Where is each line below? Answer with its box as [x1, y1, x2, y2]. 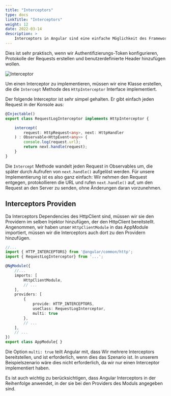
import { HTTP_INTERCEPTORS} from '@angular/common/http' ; [5, 249, 133, 254]
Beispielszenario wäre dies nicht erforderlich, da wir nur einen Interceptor [5, 360, 160, 366]
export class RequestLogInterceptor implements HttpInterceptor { [5, 116, 149, 121]
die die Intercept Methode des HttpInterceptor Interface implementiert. [5, 86, 157, 92]
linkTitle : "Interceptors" [5, 17, 63, 22]
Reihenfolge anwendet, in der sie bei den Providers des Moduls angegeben [5, 380, 163, 386]
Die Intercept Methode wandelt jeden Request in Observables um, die [5, 163, 153, 169]
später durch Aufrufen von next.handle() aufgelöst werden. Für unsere [5, 168, 155, 174]
